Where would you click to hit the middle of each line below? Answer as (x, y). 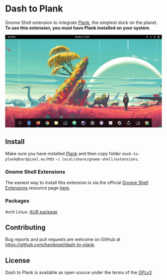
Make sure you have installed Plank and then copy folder (63, 154)
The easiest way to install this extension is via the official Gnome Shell (77, 183)
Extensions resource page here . (38, 188)
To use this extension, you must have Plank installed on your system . (78, 27)
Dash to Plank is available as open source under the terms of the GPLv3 (79, 273)
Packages (17, 201)
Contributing (25, 228)
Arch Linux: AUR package (32, 212)
